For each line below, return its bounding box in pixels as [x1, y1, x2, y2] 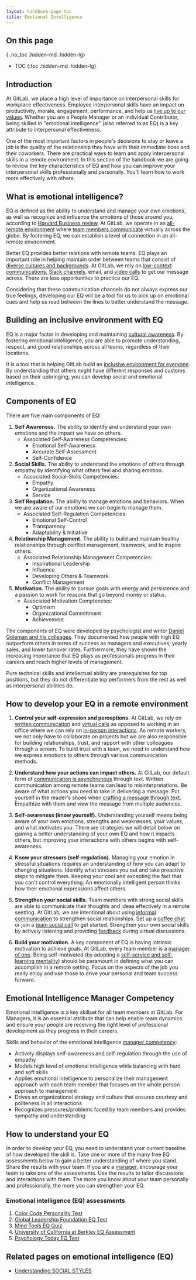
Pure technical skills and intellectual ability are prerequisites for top [6, 669, 168, 676]
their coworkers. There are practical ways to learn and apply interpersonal [6, 150, 185, 157]
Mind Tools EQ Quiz [14, 1222, 63, 1229]
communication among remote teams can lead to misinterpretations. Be [14, 782, 187, 789]
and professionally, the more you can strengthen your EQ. [6, 1182, 145, 1189]
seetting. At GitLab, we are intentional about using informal [14, 909, 156, 916]
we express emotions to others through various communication [14, 752, 167, 759]
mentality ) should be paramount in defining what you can [36, 958, 174, 965]
